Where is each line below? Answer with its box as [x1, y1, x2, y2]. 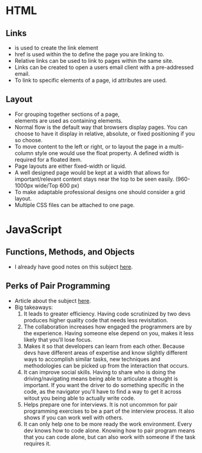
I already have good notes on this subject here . [14, 263, 133, 270]
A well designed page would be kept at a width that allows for [14, 169, 170, 176]
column [14, 149, 34, 156]
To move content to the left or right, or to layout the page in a [14, 143, 168, 150]
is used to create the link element [14, 44, 98, 51]
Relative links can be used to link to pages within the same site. [14, 57, 174, 64]
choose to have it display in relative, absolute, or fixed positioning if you [14, 129, 195, 137]
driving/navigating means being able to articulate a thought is [23, 375, 178, 382]
